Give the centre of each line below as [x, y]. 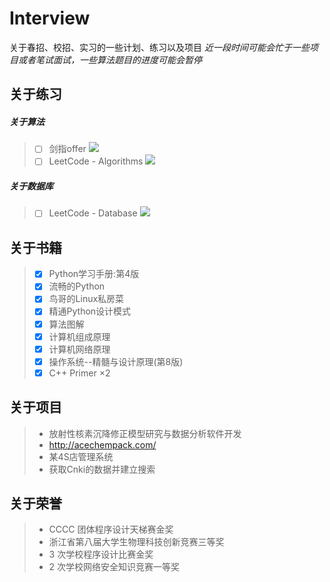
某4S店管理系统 [81, 456]
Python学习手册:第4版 [94, 274]
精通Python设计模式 [90, 311]
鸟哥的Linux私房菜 [86, 299]
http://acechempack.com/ [102, 444]
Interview [50, 18]
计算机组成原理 [79, 336]
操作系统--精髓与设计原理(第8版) [116, 361]
